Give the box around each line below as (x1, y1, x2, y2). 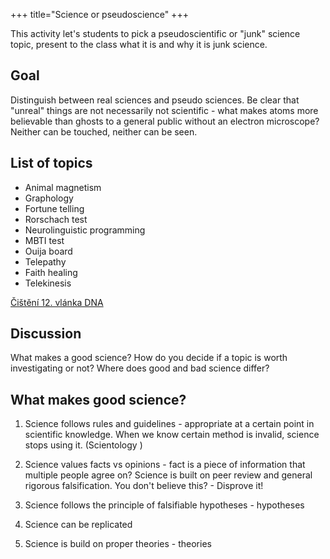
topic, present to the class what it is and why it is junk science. (10, 39, 268, 50)
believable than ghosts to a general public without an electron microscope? (10, 115, 320, 127)
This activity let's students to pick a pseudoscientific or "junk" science (10, 28, 301, 39)
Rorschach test (24, 213, 88, 225)
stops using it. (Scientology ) (24, 439, 143, 451)
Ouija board (24, 245, 73, 257)
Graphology (24, 192, 74, 204)
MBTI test (24, 234, 65, 246)
